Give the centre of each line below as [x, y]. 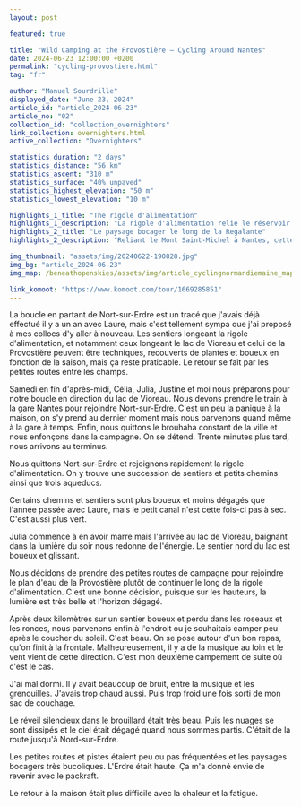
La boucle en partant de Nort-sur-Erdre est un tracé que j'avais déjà [134, 315]
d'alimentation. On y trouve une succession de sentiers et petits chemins [144, 473]
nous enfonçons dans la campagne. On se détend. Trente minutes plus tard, [149, 437]
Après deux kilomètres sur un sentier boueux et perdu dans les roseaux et [146, 619]
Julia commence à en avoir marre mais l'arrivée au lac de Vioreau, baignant [149, 537]
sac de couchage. [43, 703]
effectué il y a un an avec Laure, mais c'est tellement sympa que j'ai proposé [150, 325]
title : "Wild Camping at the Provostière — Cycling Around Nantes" [138, 50]
